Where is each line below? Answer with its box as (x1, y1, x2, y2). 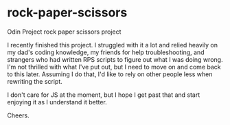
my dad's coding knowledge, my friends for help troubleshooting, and (7, 48, 205, 56)
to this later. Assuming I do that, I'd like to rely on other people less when (7, 70, 213, 78)
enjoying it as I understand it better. (7, 98, 108, 106)
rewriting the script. (7, 77, 63, 85)
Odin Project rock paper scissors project (7, 27, 122, 36)
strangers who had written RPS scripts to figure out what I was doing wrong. (7, 55, 223, 63)
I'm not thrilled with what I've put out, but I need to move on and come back (7, 62, 221, 71)
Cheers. (7, 111, 30, 120)
